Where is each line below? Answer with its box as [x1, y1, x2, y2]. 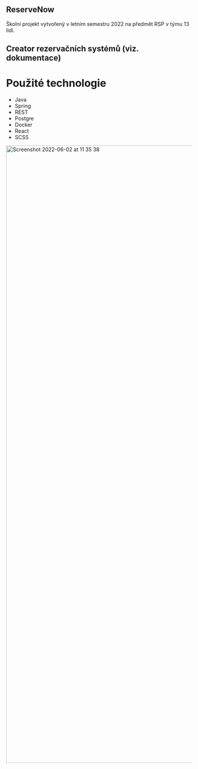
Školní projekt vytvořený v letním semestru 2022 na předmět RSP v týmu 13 [6, 20, 190, 27]
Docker [14, 121, 33, 129]
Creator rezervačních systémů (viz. [6, 44, 139, 54]
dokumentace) [6, 53, 61, 63]
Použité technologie [6, 77, 107, 90]
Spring [14, 103, 31, 110]
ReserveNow [6, 5, 55, 15]
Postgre [14, 115, 34, 122]
